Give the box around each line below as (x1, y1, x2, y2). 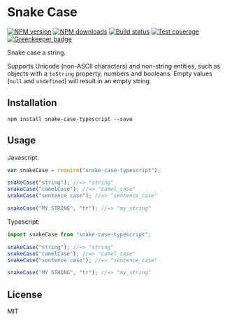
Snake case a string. (7, 48, 66, 57)
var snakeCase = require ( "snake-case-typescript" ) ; (7, 166, 161, 173)
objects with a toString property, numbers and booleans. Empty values (7, 69, 213, 78)
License (7, 288, 43, 301)
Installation (7, 97, 57, 109)
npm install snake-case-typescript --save (7, 115, 133, 122)
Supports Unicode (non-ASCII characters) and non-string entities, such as (7, 62, 221, 70)
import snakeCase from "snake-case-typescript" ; (7, 231, 152, 238)
